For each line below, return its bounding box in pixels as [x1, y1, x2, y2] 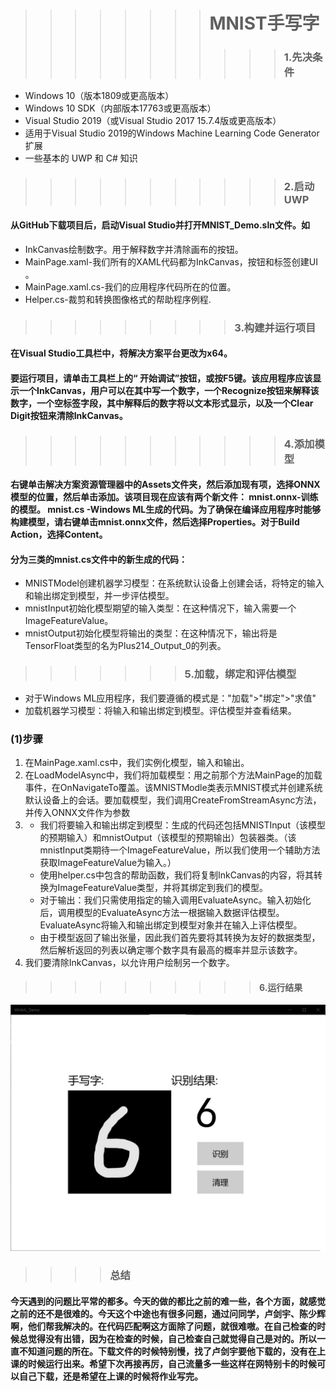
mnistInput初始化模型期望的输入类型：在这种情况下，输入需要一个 [24, 602, 297, 614]
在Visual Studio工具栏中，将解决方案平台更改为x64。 [10, 347, 233, 359]
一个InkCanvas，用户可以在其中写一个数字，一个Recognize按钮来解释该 [18, 384, 320, 396]
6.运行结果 [258, 981, 303, 993]
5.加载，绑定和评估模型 [184, 667, 297, 681]
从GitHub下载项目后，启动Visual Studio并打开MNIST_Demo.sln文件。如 [10, 219, 310, 231]
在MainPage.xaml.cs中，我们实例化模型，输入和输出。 [24, 757, 250, 769]
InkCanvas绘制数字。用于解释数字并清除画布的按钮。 [24, 243, 244, 255]
